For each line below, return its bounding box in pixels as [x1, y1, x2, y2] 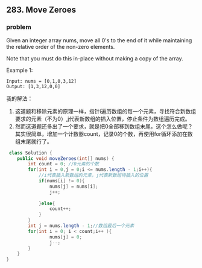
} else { [38, 200, 55, 206]
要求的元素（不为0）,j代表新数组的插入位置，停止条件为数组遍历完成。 [14, 115, 191, 123]
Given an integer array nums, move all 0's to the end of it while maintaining [6, 36, 192, 44]
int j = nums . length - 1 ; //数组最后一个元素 [28, 223, 134, 229]
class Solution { [8, 150, 52, 156]
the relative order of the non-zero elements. [6, 43, 115, 50]
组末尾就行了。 [14, 138, 52, 145]
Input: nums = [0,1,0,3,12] [6, 78, 77, 84]
